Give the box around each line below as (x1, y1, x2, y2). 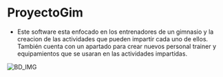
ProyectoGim (7, 5, 84, 21)
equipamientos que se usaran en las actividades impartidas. (17, 49, 188, 58)
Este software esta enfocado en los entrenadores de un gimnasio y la (17, 27, 214, 36)
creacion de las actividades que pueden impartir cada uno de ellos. (17, 34, 209, 43)
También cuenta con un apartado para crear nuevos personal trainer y (17, 42, 217, 50)
